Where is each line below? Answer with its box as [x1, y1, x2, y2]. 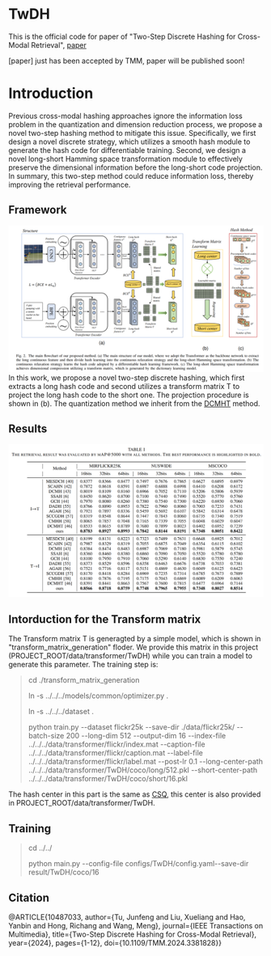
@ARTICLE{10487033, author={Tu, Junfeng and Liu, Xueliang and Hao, [8, 912, 246, 922]
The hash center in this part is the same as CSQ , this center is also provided [8, 789, 261, 799]
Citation [8, 890, 50, 904]
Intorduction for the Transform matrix [8, 612, 201, 626]
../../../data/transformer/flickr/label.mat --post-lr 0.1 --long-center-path [28, 757, 263, 767]
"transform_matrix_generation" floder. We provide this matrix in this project [8, 642, 259, 652]
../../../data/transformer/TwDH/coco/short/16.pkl [28, 774, 188, 784]
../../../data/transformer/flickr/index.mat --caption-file [28, 739, 205, 749]
